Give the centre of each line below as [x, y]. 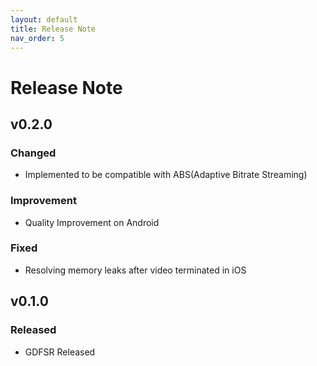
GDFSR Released [60, 352]
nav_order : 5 [37, 38]
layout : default [44, 19]
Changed [33, 153]
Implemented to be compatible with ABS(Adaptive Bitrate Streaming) [166, 175]
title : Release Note [53, 29]
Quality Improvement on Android [92, 222]
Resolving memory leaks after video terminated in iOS [135, 270]
